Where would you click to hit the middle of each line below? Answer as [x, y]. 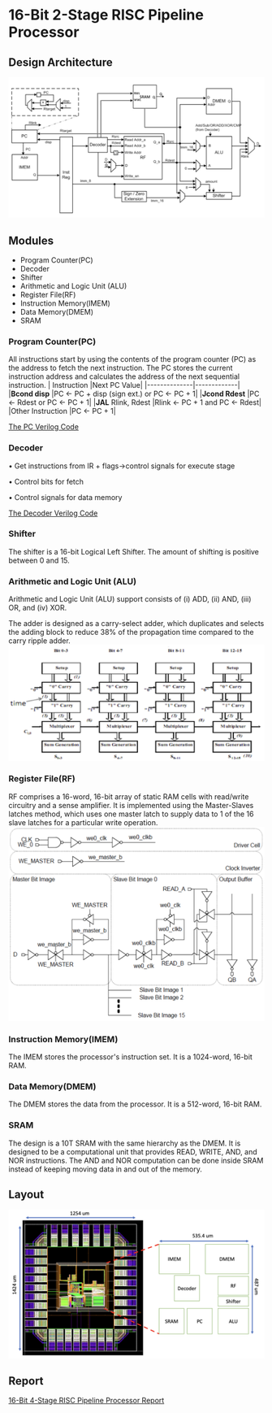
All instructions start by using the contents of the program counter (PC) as [132, 359]
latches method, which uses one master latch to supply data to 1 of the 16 [131, 814]
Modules [31, 240]
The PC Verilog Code [44, 427]
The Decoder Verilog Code [53, 513]
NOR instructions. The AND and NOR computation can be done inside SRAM [136, 1160]
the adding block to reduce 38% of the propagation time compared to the [131, 633]
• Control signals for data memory [65, 497]
